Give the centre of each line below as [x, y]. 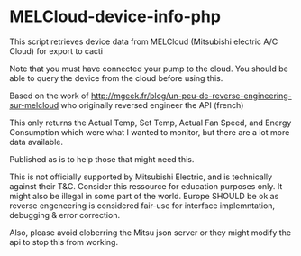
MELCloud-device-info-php [115, 17]
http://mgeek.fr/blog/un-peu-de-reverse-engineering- [192, 96]
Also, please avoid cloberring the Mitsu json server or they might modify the [150, 233]
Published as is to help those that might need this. [102, 159]
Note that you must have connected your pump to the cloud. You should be [149, 69]
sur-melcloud [34, 105]
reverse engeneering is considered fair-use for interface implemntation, [142, 206]
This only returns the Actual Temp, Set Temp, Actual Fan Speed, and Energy [150, 123]
